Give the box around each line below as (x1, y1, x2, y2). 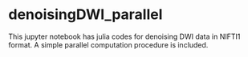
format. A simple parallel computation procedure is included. (8, 40, 209, 49)
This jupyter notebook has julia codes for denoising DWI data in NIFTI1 (8, 32, 241, 41)
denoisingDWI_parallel (8, 6, 163, 24)
